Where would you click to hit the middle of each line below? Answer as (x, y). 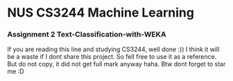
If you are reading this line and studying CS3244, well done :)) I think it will (113, 49)
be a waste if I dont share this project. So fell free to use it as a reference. (112, 57)
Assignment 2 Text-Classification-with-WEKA (87, 35)
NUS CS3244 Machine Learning (101, 13)
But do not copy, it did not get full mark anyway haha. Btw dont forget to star (116, 64)
